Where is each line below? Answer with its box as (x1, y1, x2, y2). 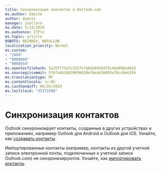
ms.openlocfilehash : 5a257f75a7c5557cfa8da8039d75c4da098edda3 (5, 66, 136, 71)
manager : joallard (5, 20, 42, 26)
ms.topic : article (5, 34, 42, 39)
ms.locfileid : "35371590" (5, 88, 57, 93)
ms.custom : (5, 48, 27, 52)
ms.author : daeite (5, 12, 42, 17)
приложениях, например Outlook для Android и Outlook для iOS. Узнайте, (5, 131, 157, 137)
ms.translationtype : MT (5, 75, 54, 80)
